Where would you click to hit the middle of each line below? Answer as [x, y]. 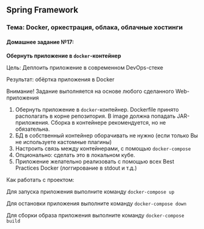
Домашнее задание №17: [40, 42]
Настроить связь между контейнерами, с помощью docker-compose [103, 148]
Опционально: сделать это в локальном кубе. [75, 154]
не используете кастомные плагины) [63, 142]
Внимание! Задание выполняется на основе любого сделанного [90, 91]
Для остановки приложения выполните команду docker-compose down [97, 203]
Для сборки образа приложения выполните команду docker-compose [95, 215]
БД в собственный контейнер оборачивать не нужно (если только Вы [107, 135]
